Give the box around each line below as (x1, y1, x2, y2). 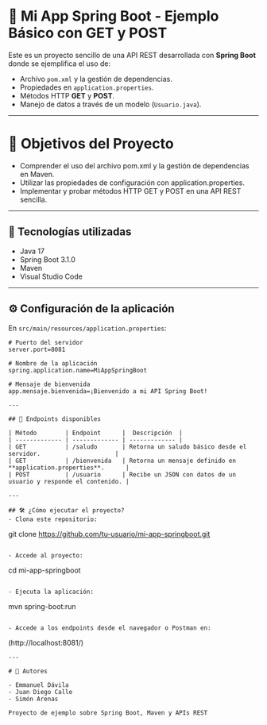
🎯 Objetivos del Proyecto (8, 135, 174, 153)
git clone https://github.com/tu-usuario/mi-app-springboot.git (8, 529, 211, 538)
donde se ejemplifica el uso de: (8, 59, 111, 68)
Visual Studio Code (19, 272, 83, 281)
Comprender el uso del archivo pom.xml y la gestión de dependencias (19, 160, 250, 170)
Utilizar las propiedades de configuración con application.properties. (19, 178, 245, 187)
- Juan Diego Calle (8, 688, 73, 696)
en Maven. (19, 169, 55, 179)
